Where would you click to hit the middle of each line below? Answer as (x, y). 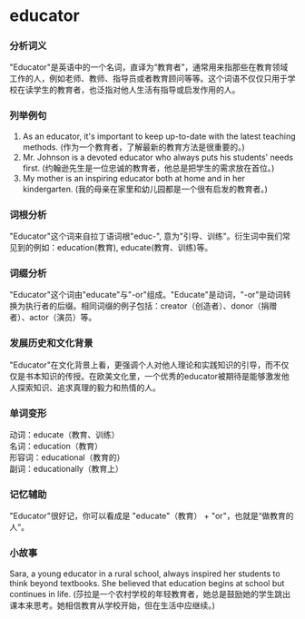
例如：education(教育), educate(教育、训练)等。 (123, 248)
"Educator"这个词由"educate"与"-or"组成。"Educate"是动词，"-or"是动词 (146, 295)
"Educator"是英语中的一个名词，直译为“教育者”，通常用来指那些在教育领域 (149, 67)
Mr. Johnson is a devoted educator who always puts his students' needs (157, 157)
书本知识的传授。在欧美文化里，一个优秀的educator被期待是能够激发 (153, 376)
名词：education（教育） (56, 446)
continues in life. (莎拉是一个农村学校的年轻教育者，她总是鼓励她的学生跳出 (150, 594)
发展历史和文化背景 (51, 343)
